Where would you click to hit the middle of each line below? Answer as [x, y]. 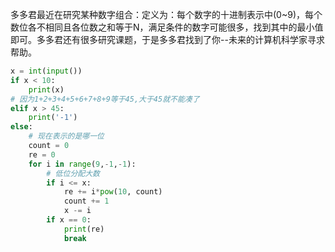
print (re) [84, 229]
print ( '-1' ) [53, 118]
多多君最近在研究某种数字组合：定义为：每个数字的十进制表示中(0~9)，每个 [166, 14]
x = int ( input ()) [46, 71]
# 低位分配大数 [73, 173]
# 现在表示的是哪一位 [66, 136]
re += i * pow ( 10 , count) [113, 192]
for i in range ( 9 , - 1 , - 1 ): [82, 164]
